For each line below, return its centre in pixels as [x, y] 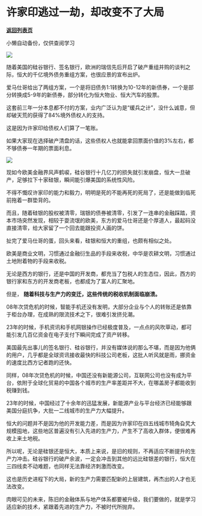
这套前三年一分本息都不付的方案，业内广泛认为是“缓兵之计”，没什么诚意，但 [101, 107]
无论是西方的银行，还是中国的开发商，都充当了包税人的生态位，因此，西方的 [101, 274]
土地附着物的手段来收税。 [38, 261]
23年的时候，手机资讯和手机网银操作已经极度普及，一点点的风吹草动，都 [96, 327]
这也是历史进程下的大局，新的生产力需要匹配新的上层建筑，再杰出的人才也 [98, 479]
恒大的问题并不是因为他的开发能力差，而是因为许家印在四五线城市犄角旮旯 [98, 423]
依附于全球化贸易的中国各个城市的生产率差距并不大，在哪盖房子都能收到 [106, 382]
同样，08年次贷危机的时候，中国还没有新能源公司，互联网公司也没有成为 [96, 375]
